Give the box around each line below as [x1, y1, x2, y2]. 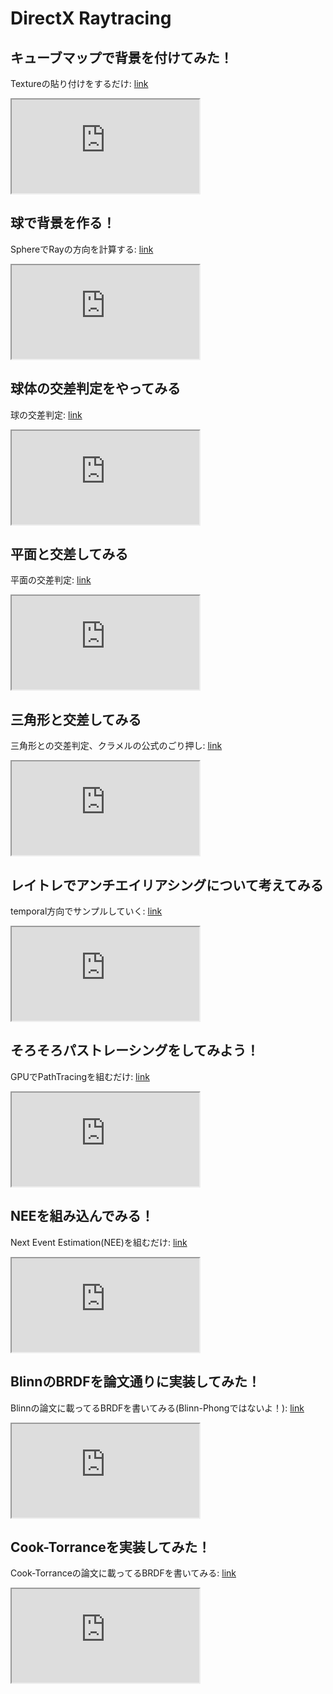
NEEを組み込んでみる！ [10, 1208, 155, 1225]
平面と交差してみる [10, 546, 129, 563]
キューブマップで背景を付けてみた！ [10, 49, 233, 66]
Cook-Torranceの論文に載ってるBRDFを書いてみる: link [10, 1567, 237, 1579]
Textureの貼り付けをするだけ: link [10, 78, 149, 89]
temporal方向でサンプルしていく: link [10, 905, 163, 917]
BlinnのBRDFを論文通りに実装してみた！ [10, 1373, 261, 1391]
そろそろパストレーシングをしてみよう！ [10, 1042, 260, 1059]
